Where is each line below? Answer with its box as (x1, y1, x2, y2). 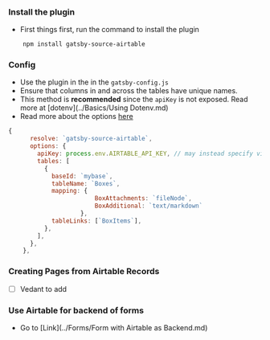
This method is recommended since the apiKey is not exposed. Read (19, 95, 248, 104)
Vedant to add (19, 284, 67, 293)
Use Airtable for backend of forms (8, 305, 145, 316)
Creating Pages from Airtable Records (8, 266, 160, 277)
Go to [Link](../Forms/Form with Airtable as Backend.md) (19, 323, 208, 332)
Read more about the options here (19, 112, 134, 121)
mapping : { (51, 187, 88, 195)
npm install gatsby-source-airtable (22, 40, 146, 48)
